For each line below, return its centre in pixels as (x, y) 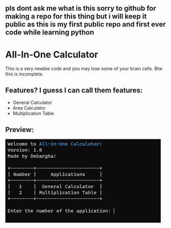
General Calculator (32, 102)
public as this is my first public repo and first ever (86, 24)
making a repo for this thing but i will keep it (76, 17)
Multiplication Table (33, 113)
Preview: (20, 129)
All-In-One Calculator (52, 55)
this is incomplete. (25, 74)
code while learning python (50, 33)
